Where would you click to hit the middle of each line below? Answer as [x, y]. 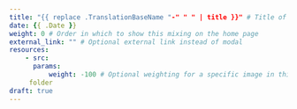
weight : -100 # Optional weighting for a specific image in [161, 75]
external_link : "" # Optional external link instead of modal [126, 42]
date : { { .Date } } [43, 25]
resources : [29, 50]
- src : [37, 58]
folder [41, 83]
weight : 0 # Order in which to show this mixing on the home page [134, 33]
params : [47, 67]
